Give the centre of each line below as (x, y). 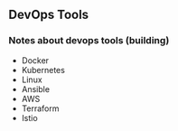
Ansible (36, 89)
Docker (35, 60)
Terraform (40, 108)
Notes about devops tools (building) (89, 41)
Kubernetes (43, 70)
